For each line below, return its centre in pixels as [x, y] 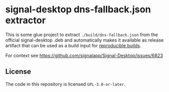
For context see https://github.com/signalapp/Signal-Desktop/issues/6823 [84, 56]
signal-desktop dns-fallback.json [78, 10]
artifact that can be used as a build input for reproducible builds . [73, 45]
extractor [26, 20]
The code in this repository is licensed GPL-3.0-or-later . [65, 84]
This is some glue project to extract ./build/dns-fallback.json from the [82, 34]
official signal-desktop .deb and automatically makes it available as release [85, 40]
